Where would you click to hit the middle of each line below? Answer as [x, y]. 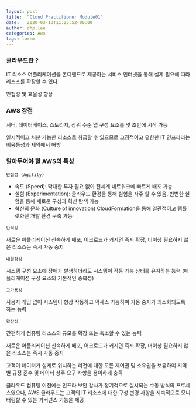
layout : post [22, 11]
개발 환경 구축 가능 [51, 215]
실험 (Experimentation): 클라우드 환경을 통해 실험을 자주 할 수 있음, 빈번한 [99, 194]
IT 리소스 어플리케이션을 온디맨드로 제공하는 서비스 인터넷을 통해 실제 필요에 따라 [98, 75]
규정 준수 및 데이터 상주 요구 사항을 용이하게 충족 [67, 373]
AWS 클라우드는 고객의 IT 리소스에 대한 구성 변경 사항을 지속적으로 [104, 392]
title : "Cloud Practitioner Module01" [55, 17]
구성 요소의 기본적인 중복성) [63, 278]
